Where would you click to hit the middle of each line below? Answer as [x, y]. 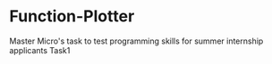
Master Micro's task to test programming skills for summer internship [136, 41]
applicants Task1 [40, 50]
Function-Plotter [72, 16]
